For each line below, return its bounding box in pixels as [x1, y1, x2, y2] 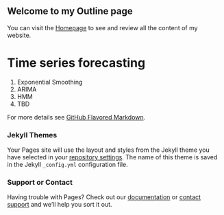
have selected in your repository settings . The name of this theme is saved [7, 153, 218, 161]
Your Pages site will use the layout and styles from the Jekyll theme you [7, 146, 210, 154]
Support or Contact [7, 177, 73, 187]
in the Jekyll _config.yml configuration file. [7, 161, 128, 169]
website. [7, 31, 32, 39]
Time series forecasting [7, 55, 146, 71]
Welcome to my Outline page [7, 5, 133, 17]
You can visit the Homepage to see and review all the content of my [7, 23, 198, 32]
